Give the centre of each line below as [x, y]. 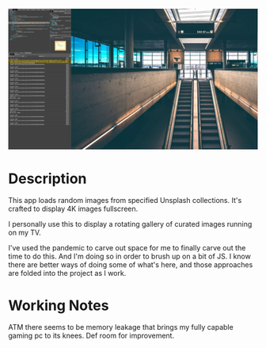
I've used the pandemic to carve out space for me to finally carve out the [127, 248]
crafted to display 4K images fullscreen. [73, 209]
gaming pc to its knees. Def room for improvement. [91, 336]
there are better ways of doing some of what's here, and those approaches [131, 265]
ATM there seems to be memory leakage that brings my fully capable [121, 327]
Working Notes [59, 305]
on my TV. [25, 233]
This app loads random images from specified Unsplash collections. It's [125, 201]
